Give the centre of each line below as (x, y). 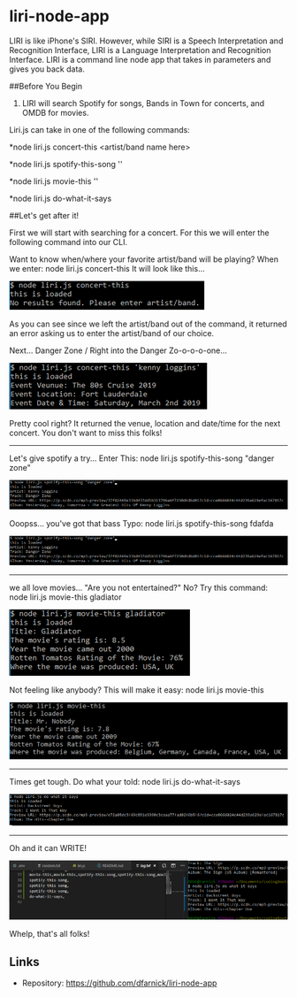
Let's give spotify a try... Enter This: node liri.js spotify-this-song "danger (142, 458)
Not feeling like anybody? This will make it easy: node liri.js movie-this (137, 690)
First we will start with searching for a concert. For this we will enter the (139, 233)
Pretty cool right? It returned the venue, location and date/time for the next (145, 423)
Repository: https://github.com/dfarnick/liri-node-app (119, 983)
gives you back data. (47, 69)
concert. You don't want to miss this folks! (86, 433)
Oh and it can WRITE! (48, 848)
